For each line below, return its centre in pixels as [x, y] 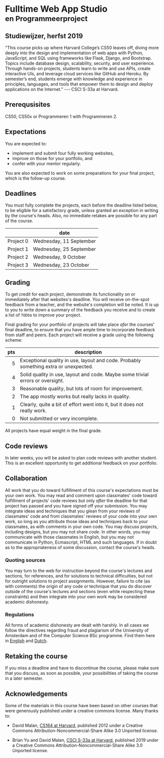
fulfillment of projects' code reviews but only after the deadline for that [76, 501]
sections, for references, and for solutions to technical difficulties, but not [79, 576]
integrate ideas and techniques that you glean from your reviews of [73, 511]
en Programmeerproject [46, 19]
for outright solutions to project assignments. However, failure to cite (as [78, 581]
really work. [33, 411]
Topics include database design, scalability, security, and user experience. [80, 63]
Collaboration [26, 478]
